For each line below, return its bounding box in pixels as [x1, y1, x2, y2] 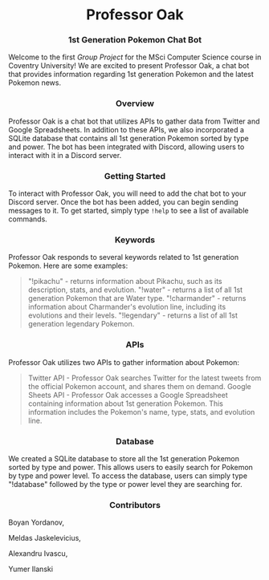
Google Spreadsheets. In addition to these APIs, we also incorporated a [8, 124, 245, 134]
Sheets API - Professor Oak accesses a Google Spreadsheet [27, 390, 228, 400]
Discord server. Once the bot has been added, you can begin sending [8, 197, 238, 207]
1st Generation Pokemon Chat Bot [67, 34, 202, 46]
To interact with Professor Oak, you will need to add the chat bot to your [8, 189, 247, 198]
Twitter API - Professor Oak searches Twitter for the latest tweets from [27, 373, 262, 383]
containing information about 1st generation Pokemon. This [27, 399, 223, 408]
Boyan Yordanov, [8, 517, 65, 527]
